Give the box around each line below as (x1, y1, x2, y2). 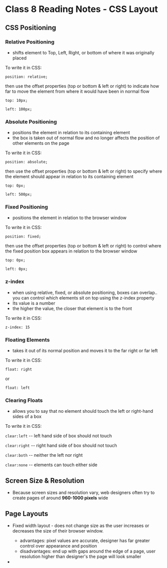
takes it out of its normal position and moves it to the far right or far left (12, 348, 158, 354)
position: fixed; (5, 234, 41, 239)
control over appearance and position (19, 543, 97, 549)
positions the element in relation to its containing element (12, 130, 130, 136)
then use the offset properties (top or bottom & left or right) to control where (5, 243, 162, 249)
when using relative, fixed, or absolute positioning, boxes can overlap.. (12, 289, 158, 295)
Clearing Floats (5, 397, 43, 404)
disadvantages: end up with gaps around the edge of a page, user (19, 548, 156, 554)
